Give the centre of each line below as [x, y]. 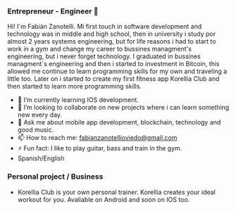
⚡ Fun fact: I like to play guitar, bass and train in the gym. [100, 148]
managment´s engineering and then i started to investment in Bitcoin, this [113, 64]
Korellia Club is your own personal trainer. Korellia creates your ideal [117, 192]
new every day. [39, 115]
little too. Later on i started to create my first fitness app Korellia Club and [113, 79]
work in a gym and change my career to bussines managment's [100, 49]
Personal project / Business [55, 177]
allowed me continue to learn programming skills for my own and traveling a [117, 71]
